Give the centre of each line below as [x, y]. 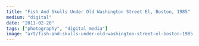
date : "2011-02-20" [30, 23]
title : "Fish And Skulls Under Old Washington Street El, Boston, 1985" [98, 12]
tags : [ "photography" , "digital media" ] [57, 28]
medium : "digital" [29, 17]
